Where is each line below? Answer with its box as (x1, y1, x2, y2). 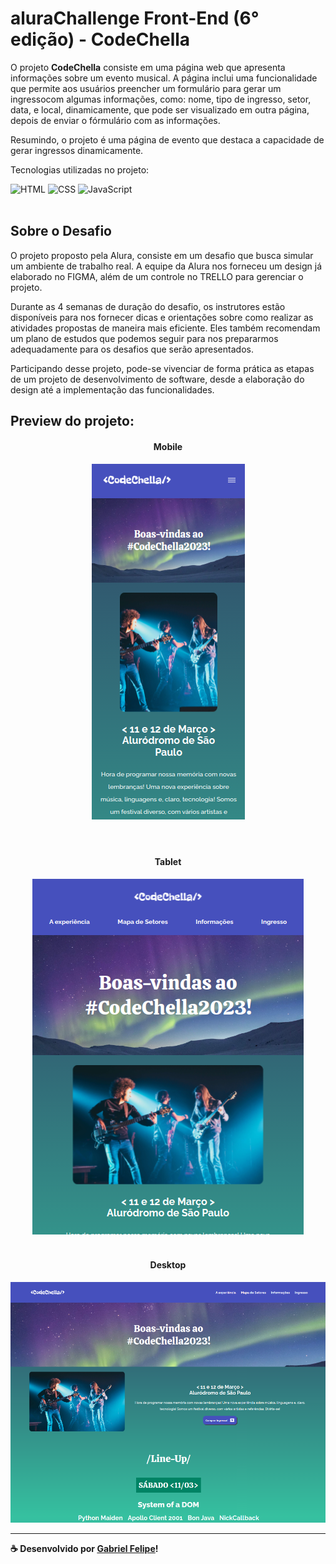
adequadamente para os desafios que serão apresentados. (10, 343, 254, 355)
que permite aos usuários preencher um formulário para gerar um (10, 82, 282, 94)
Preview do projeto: (10, 413, 135, 430)
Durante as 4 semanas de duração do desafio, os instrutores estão (10, 300, 286, 312)
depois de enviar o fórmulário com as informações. (10, 114, 221, 126)
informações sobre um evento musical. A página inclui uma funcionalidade (10, 72, 318, 84)
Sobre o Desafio (10, 223, 112, 240)
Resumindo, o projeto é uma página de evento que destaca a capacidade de (10, 133, 325, 146)
